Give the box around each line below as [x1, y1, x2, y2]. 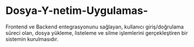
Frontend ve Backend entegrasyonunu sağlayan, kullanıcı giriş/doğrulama [5, 23, 184, 30]
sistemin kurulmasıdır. [5, 35, 58, 42]
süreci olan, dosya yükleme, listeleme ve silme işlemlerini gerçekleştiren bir [5, 29, 188, 36]
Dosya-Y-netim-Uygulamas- [5, 4, 148, 17]
